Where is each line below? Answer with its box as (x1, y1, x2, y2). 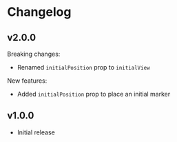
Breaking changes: (7, 50, 61, 58)
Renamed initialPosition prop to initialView (17, 63, 150, 71)
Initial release (17, 128, 55, 136)
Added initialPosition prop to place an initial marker (17, 90, 171, 98)
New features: (7, 77, 48, 85)
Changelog (7, 4, 72, 20)
